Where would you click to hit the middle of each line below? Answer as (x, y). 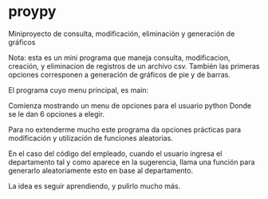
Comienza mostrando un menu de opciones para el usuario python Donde (130, 105)
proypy (32, 12)
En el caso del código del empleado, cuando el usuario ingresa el (115, 153)
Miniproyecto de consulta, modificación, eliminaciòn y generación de (122, 34)
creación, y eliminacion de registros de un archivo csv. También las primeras (134, 66)
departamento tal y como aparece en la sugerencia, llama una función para (132, 161)
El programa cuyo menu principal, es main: (79, 90)
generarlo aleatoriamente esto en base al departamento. (101, 170)
